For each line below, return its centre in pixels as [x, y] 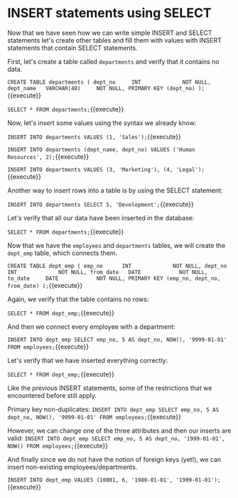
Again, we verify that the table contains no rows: [78, 299]
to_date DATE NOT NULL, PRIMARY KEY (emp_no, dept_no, [114, 278]
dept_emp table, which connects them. [63, 253]
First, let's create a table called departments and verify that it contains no [113, 61]
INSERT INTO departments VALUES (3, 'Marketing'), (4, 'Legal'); [106, 169]
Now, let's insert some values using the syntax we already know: [102, 123]
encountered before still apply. [52, 395]
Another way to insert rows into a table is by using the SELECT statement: [115, 190]
